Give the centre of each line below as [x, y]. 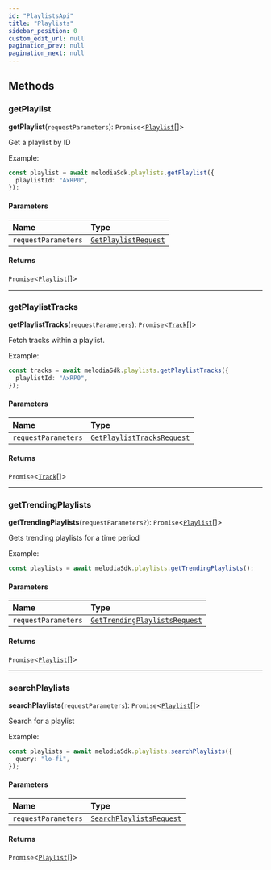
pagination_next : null [46, 53]
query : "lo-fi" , [43, 759]
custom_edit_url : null [46, 38]
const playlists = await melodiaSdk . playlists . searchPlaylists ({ [120, 751]
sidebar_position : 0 [43, 31]
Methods [31, 86]
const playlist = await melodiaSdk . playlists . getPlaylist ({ [112, 173]
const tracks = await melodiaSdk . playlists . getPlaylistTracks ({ [119, 371]
